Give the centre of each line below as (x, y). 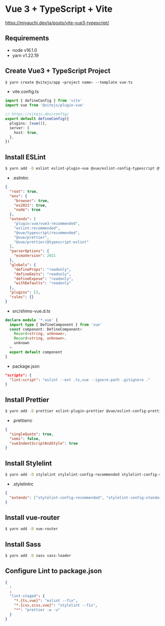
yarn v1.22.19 (26, 55)
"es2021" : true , (31, 205)
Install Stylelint (29, 463)
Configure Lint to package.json (54, 571)
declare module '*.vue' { (31, 320)
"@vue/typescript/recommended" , (47, 233)
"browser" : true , (32, 201)
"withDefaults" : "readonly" (42, 283)
